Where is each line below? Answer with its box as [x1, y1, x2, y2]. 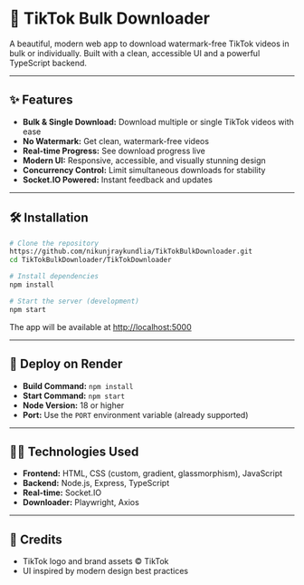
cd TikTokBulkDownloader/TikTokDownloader [9, 256, 172, 265]
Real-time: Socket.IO [22, 487, 102, 498]
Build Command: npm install [22, 380, 134, 391]
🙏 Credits [9, 531, 63, 547]
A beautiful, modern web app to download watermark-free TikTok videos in [9, 38, 290, 49]
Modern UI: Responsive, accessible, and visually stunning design [22, 154, 267, 166]
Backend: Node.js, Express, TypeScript [22, 478, 170, 489]
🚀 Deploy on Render [9, 356, 123, 372]
